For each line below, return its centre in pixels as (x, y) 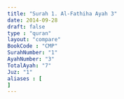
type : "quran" (29, 33)
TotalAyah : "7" (29, 66)
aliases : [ (25, 78)
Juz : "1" (20, 72)
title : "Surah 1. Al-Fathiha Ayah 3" (62, 14)
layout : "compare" (34, 40)
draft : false (26, 26)
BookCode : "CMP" (33, 46)
